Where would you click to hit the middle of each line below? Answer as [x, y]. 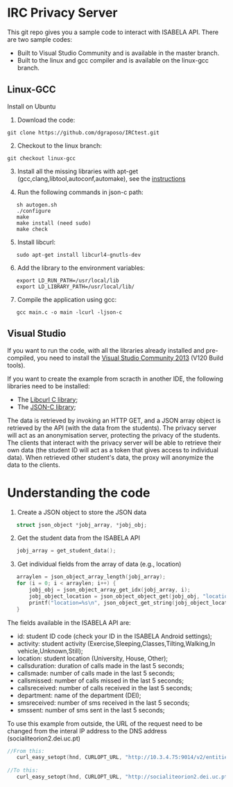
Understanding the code [79, 493]
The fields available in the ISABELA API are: [69, 622]
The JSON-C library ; [46, 407]
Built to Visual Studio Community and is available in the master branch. [118, 53]
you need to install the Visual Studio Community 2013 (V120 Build [130, 358]
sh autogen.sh [37, 205]
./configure [34, 211]
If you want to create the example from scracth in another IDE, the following [115, 379]
